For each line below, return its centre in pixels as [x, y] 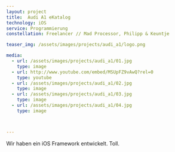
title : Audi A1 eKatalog [38, 17]
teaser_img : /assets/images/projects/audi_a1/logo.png [76, 45]
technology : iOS [26, 23]
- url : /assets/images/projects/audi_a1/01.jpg [72, 61]
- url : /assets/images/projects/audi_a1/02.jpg [72, 83]
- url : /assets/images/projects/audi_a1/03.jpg [72, 94]
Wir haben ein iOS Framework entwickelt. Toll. [63, 143]
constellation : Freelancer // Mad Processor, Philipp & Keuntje [88, 34]
